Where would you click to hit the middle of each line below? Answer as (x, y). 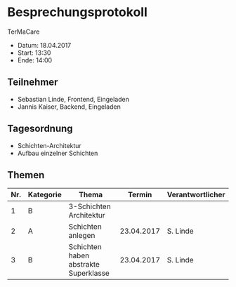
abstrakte (84, 265)
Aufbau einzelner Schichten (58, 153)
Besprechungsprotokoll (77, 12)
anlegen (82, 236)
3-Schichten (90, 206)
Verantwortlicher (196, 195)
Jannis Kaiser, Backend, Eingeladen (69, 107)
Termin (140, 195)
